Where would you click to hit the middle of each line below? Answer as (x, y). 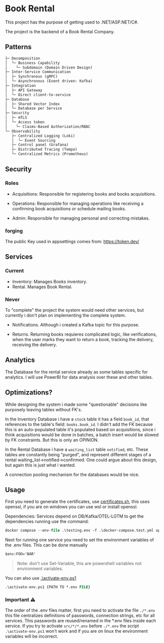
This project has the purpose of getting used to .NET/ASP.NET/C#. (72, 22)
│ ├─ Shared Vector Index (32, 104)
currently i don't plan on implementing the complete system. (66, 315)
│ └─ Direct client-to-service (38, 95)
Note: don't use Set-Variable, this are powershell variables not (79, 564)
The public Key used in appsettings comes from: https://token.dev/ (72, 241)
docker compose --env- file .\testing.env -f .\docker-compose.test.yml (79, 531)
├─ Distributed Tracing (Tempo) (44, 149)
